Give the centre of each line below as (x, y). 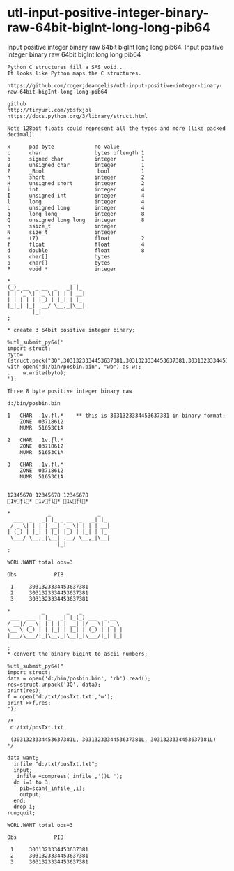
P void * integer (62, 269)
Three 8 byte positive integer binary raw (70, 391)
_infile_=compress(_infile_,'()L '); (68, 776)
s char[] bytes (59, 256)
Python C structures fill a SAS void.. (65, 67)
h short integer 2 (76, 177)
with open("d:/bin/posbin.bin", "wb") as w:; (74, 367)
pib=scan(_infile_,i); (53, 788)
